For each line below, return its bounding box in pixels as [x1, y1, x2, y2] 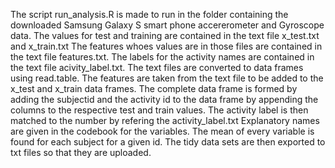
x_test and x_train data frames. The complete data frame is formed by [10, 83, 298, 94]
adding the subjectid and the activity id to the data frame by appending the [10, 94, 319, 105]
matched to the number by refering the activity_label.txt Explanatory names [10, 115, 320, 126]
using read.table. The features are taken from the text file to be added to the [10, 72, 324, 84]
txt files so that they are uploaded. [10, 147, 152, 158]
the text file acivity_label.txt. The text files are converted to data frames [10, 62, 304, 73]
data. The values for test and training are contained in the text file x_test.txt [10, 30, 320, 41]
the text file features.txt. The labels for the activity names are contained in [10, 51, 315, 63]
